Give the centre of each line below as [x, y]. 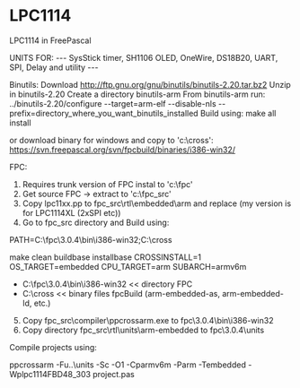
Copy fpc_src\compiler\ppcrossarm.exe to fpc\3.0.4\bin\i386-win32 [148, 320]
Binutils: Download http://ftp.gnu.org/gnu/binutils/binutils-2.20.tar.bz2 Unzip [150, 84]
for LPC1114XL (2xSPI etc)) [71, 212]
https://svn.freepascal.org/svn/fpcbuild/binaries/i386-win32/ [123, 150]
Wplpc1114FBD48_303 [50, 374]
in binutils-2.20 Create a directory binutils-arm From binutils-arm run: [137, 94]
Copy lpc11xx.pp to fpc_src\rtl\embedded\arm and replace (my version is [157, 203]
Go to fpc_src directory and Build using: [96, 222]
